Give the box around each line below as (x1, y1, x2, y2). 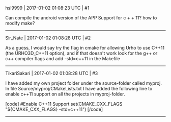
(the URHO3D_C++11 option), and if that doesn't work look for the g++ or (5, 50, 158, 56)
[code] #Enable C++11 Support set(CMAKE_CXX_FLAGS (5, 101, 123, 107)
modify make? (5, 20, 35, 26)
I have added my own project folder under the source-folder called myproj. (5, 80, 162, 86)
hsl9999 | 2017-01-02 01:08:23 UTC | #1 (5, 5, 90, 11)
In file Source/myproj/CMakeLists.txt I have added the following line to (5, 86, 153, 91)
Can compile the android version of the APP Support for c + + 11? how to (5, 15, 157, 20)
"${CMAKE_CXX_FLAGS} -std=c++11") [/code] (5, 106, 103, 112)
